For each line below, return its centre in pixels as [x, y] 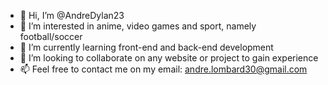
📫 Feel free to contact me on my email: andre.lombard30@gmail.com [163, 69]
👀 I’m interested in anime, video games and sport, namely [138, 26]
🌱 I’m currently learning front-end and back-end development [146, 47]
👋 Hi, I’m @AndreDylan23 [72, 15]
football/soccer [51, 36]
